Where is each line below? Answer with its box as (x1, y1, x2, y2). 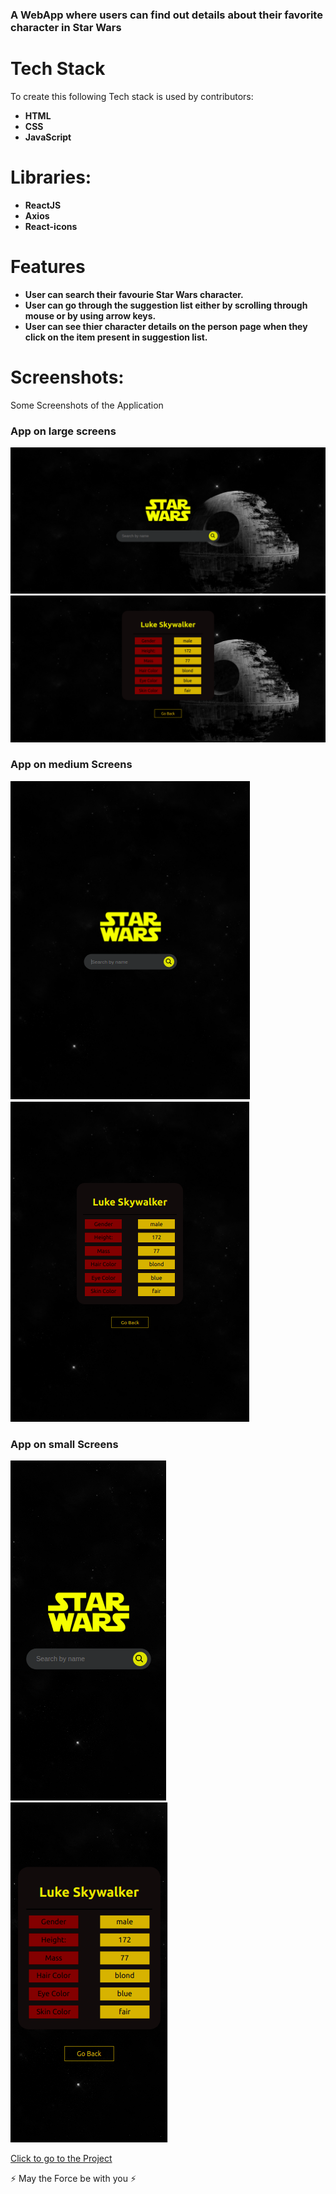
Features (10, 255, 86, 278)
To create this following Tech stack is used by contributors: (10, 90, 254, 102)
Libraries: (10, 166, 92, 189)
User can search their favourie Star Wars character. (24, 288, 244, 300)
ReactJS (24, 199, 62, 211)
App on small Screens (10, 1437, 119, 1451)
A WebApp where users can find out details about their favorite (10, 8, 323, 22)
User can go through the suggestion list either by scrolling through (24, 299, 308, 311)
